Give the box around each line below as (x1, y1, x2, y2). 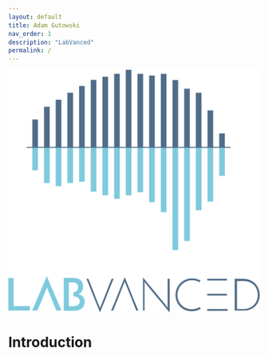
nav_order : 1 (8, 30, 52, 38)
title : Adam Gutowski (8, 21, 81, 30)
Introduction (8, 333, 93, 351)
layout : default (8, 13, 62, 21)
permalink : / (8, 46, 52, 55)
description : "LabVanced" (8, 38, 94, 46)
